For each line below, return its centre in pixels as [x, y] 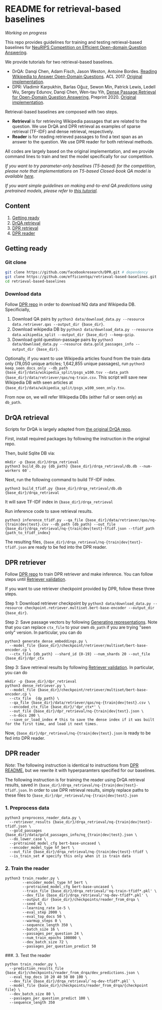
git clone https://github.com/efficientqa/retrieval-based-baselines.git [81, 277]
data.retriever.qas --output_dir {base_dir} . [58, 324]
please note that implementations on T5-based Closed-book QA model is [78, 171]
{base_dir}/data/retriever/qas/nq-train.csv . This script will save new [76, 377]
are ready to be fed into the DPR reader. [67, 547]
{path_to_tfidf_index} [28, 533]
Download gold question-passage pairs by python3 [63, 340]
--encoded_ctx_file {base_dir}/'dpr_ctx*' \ [55, 707]
